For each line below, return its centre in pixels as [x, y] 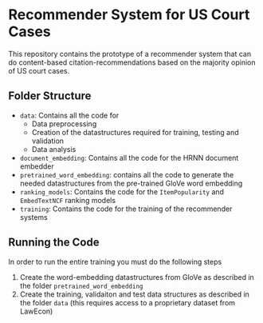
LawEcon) [36, 311]
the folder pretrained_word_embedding [81, 285]
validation [48, 141]
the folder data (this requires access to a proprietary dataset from [128, 302]
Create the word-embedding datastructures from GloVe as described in [137, 277]
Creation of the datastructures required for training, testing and [135, 132]
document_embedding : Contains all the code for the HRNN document [129, 158]
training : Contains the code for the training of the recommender [126, 209]
